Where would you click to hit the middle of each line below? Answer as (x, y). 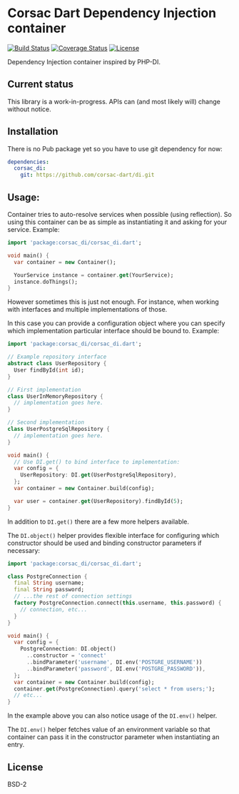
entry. (16, 745)
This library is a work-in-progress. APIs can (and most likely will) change (114, 101)
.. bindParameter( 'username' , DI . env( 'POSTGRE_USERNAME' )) (114, 662)
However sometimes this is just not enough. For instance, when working (113, 302)
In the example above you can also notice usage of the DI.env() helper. (112, 716)
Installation (33, 132)
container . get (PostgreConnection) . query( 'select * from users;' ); (115, 689)
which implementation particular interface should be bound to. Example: (113, 331)
